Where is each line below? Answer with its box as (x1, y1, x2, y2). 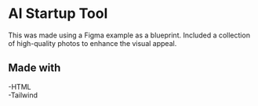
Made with (8, 62, 61, 75)
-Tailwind (8, 90, 38, 100)
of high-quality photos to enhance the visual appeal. (8, 38, 177, 48)
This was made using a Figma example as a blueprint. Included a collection (8, 30, 251, 40)
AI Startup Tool (8, 5, 108, 23)
